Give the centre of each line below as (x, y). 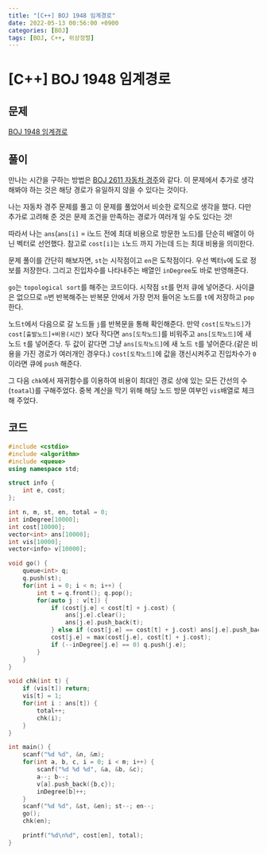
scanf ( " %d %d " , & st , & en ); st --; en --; (89, 806)
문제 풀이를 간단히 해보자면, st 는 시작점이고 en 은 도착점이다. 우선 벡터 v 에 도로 (128, 261)
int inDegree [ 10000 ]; (44, 520)
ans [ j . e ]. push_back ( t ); (104, 623)
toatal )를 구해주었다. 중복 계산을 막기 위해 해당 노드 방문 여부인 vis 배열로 (125, 391)
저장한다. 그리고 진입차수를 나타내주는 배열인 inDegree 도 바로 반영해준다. (135, 270)
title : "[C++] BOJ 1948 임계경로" (62, 15)
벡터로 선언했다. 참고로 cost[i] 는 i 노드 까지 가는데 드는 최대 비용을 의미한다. (135, 244)
